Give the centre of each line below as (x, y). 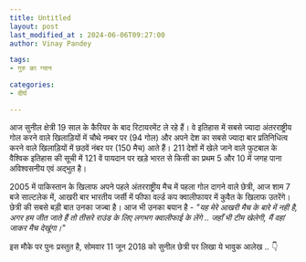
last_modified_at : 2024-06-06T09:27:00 (88, 35)
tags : (20, 60)
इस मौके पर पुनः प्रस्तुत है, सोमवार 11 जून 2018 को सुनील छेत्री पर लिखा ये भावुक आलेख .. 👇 (144, 246)
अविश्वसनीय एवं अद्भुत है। (48, 168)
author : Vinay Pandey (51, 43)
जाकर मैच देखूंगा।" (37, 227)
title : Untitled (40, 18)
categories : (32, 85)
